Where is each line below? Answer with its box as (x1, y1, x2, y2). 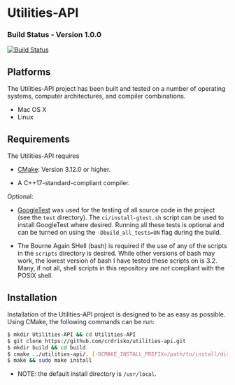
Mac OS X (17, 106, 47, 114)
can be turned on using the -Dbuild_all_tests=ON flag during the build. (17, 228, 222, 237)
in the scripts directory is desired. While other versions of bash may (17, 249, 215, 258)
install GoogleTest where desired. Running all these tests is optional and (17, 221, 225, 229)
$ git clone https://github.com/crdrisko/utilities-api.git (7, 337, 187, 344)
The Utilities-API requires (7, 152, 80, 160)
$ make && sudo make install (7, 357, 92, 364)
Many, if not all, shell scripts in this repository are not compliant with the (17, 264, 225, 273)
